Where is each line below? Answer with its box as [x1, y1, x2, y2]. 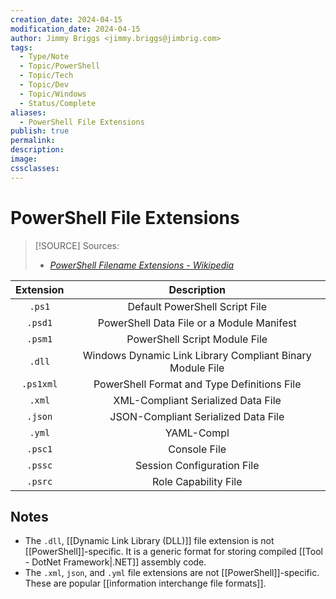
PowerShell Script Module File [126, 332, 268, 346]
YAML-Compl [164, 426, 230, 440]
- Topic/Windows [19, 89, 87, 99]
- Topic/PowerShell [19, 61, 101, 71]
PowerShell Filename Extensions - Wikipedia [49, 259, 235, 271]
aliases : [10, 107, 47, 118]
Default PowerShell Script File [127, 299, 268, 313]
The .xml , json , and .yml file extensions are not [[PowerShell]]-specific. [24, 567, 320, 579]
